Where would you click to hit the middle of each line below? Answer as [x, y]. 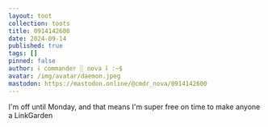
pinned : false [32, 61]
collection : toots [39, 23]
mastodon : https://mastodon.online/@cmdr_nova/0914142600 [108, 83]
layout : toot [30, 16]
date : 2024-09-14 [38, 38]
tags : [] [23, 53]
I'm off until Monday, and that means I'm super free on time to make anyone [134, 107]
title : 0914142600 [39, 31]
